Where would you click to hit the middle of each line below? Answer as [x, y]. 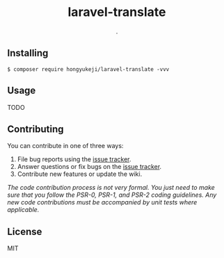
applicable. [23, 210]
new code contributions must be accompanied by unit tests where [102, 202]
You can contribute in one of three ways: [65, 146]
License [25, 231]
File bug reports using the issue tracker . [74, 159]
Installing [28, 53]
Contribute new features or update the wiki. [80, 174]
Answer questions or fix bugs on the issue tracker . [89, 167]
